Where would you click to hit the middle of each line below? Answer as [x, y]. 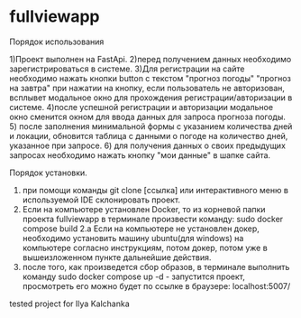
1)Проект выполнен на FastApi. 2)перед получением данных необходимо [150, 59]
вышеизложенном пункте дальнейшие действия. [117, 257]
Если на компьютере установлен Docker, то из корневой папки [144, 209]
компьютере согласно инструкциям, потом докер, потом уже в [145, 248]
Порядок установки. [48, 173]
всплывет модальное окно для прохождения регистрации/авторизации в [151, 98]
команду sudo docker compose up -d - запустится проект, [133, 276]
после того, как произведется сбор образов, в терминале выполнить [156, 267]
